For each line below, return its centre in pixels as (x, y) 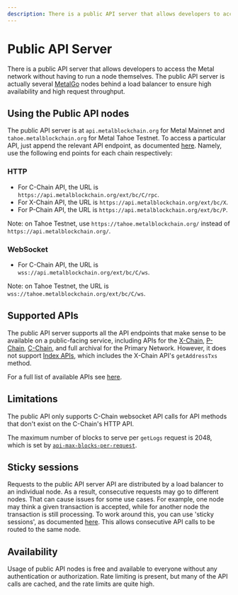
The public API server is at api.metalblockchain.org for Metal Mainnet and (116, 130)
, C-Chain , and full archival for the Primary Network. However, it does (125, 347)
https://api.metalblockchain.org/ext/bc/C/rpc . (88, 194)
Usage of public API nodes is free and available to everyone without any (112, 569)
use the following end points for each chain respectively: (90, 153)
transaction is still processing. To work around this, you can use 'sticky (110, 514)
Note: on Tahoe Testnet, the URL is (58, 286)
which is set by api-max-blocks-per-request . (72, 445)
